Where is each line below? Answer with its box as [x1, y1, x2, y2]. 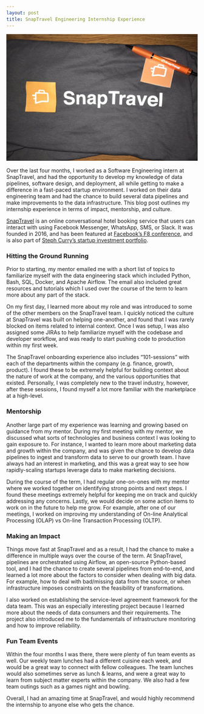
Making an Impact [6, 531, 61, 540]
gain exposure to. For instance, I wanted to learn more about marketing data [6, 440, 197, 448]
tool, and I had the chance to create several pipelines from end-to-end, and [6, 565, 195, 573]
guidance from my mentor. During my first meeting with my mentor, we [6, 428, 183, 435]
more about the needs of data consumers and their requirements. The [6, 609, 181, 616]
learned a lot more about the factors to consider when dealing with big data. [6, 571, 197, 579]
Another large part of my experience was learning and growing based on [6, 421, 188, 428]
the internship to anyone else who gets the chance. [6, 701, 135, 709]
